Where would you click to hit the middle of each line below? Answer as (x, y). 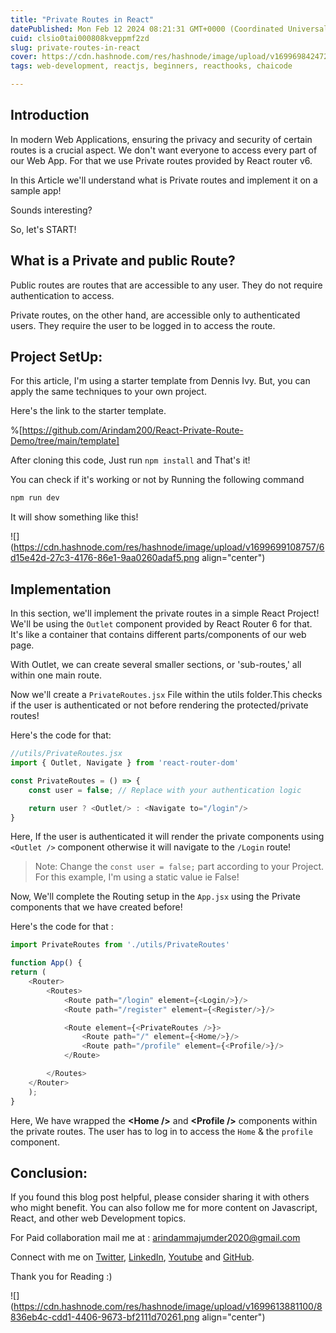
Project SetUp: (56, 357)
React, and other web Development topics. (98, 1218)
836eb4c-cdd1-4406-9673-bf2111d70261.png (105, 1317)
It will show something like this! (74, 517)
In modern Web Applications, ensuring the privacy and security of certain (161, 139)
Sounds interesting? (51, 210)
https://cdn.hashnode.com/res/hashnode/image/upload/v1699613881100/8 (168, 1307)
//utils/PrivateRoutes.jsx (66, 754)
